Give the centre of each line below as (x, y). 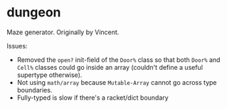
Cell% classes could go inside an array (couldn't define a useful (110, 67)
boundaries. (35, 90)
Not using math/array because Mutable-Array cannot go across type (117, 82)
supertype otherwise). (49, 75)
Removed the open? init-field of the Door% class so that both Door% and (118, 59)
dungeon (34, 12)
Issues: (17, 46)
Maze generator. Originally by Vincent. (63, 32)
